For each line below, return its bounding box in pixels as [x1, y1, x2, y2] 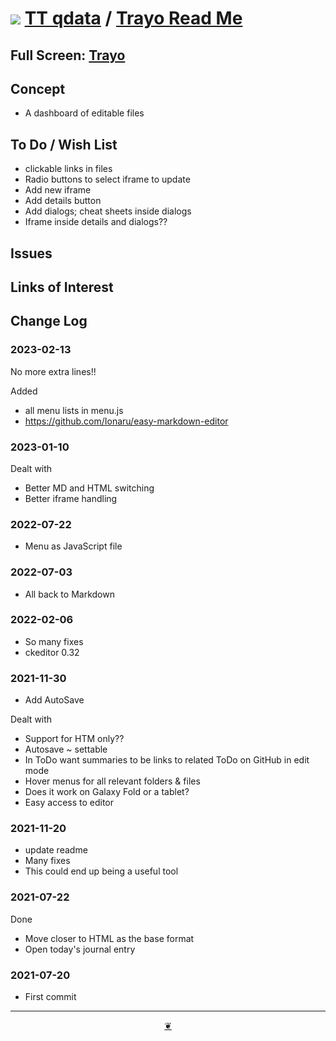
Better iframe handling [24, 492, 118, 504]
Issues [10, 245, 53, 262]
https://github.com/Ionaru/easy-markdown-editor [24, 415, 229, 427]
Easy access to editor [24, 797, 115, 809]
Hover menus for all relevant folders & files [24, 775, 201, 787]
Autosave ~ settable [24, 743, 108, 756]
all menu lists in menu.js [24, 404, 124, 416]
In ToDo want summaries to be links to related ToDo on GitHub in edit [24, 754, 310, 766]
